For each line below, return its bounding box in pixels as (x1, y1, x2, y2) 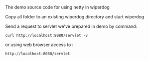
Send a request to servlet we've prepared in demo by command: (5, 23, 138, 29)
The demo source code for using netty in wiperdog (5, 4, 110, 10)
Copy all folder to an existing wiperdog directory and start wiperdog (5, 14, 145, 19)
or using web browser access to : (5, 42, 74, 48)
